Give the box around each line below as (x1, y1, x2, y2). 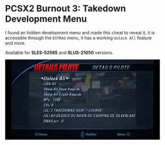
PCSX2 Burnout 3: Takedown (5, 3, 126, 14)
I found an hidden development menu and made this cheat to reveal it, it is (5, 29, 155, 35)
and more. (5, 40, 26, 46)
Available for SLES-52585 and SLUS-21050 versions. (5, 50, 114, 56)
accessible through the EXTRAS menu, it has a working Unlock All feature (5, 35, 152, 41)
